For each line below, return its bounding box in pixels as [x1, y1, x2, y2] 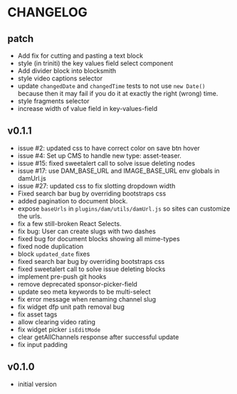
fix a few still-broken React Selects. [17, 219, 122, 228]
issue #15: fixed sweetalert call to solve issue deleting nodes [17, 159, 196, 167]
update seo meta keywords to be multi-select [17, 287, 151, 296]
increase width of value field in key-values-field [17, 105, 158, 112]
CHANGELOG [7, 4, 88, 21]
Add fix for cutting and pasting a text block [17, 51, 144, 60]
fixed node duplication [17, 242, 84, 250]
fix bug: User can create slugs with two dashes [17, 227, 157, 235]
